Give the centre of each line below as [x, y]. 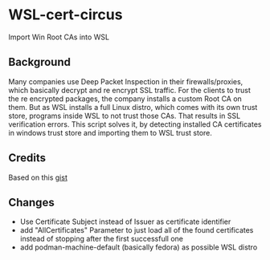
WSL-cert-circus [65, 15]
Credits [27, 158]
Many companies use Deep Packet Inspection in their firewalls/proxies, [126, 81]
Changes [31, 202]
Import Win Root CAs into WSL [59, 37]
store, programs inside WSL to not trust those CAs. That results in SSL [125, 116]
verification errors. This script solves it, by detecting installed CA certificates [135, 124]
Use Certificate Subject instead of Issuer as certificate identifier [125, 221]
